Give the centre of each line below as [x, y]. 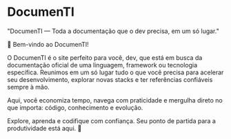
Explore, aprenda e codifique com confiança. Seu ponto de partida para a [111, 120]
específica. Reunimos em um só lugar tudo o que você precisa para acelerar [115, 72]
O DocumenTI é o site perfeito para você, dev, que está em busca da [105, 57]
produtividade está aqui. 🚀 [44, 128]
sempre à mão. [28, 87]
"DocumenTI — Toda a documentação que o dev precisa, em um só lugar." [113, 31]
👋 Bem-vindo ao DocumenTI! [48, 44]
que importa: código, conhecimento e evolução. [75, 107]
